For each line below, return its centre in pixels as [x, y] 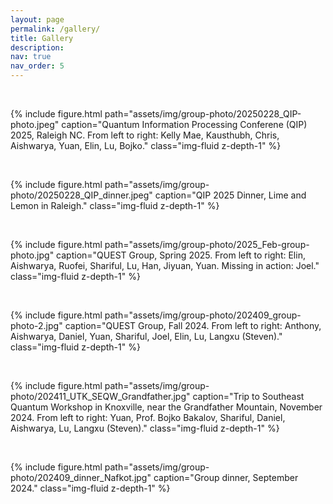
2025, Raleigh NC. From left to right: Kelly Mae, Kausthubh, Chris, [145, 135]
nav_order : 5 [37, 66]
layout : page [37, 19]
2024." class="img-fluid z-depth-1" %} [90, 488]
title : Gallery [42, 38]
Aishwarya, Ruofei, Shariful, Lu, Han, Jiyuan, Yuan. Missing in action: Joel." [165, 265]
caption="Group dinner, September [226, 477]
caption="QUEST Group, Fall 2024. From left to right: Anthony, [193, 325]
